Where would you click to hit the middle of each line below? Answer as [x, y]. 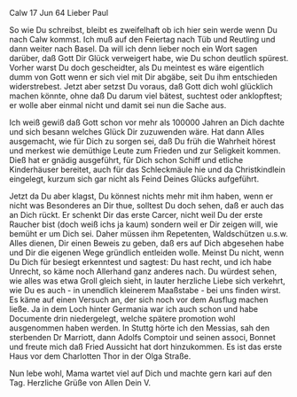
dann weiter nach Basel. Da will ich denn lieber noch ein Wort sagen [133, 49]
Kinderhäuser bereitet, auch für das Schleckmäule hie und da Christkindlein [147, 169]
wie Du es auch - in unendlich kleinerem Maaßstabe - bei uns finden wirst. [145, 290]
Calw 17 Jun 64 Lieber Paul [59, 13]
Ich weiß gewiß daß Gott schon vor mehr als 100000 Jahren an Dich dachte [147, 122]
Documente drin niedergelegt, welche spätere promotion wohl [122, 319]
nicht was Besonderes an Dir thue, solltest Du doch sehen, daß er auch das [147, 206]
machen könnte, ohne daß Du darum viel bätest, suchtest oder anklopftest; [146, 96]
